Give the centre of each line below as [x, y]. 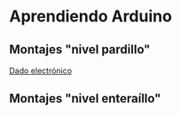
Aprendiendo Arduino [91, 16]
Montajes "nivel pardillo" [80, 49]
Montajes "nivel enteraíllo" [85, 99]
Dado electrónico [41, 70]
